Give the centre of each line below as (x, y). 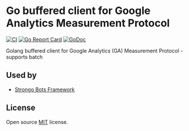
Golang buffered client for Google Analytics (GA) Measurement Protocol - (94, 50)
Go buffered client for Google (78, 11)
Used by (21, 75)
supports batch (24, 57)
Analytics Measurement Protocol (88, 23)
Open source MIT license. (37, 122)
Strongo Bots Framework (44, 89)
